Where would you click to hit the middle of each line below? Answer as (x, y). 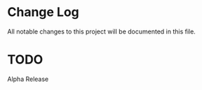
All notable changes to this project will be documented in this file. (102, 31)
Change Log (43, 12)
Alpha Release (28, 79)
